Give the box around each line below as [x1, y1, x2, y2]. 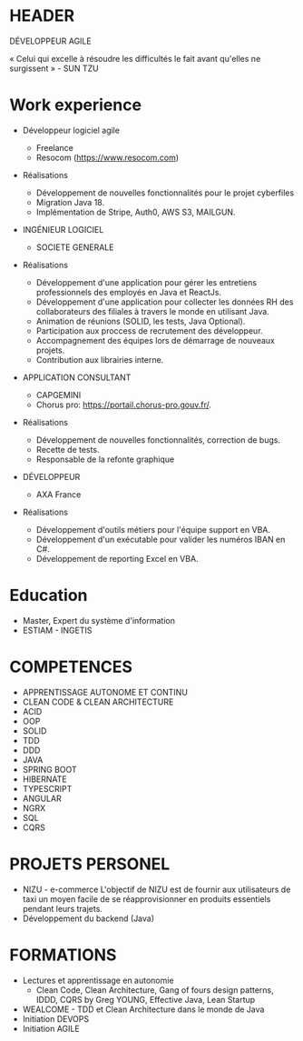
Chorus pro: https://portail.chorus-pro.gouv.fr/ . [35, 399, 211, 410]
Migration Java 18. [35, 196, 105, 207]
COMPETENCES [9, 656, 133, 677]
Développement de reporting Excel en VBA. [35, 553, 199, 564]
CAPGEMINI [35, 389, 82, 400]
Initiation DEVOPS [22, 1013, 89, 1024]
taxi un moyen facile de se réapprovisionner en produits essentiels [22, 893, 271, 905]
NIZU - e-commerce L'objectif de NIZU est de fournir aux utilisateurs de [22, 884, 291, 895]
